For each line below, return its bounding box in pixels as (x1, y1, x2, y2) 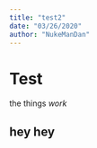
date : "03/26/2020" (9, 22, 83, 30)
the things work (9, 98, 67, 109)
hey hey (9, 124, 56, 139)
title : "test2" (9, 13, 66, 22)
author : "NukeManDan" (9, 30, 91, 39)
